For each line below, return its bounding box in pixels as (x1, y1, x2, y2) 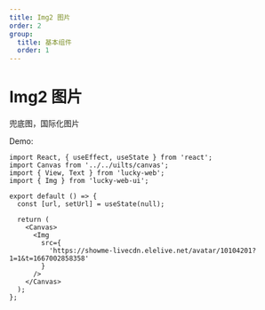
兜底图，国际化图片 (9, 118, 80, 129)
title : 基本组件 (17, 37, 73, 47)
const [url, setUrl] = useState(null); (17, 200, 165, 209)
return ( (17, 215, 50, 225)
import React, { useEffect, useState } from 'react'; (9, 153, 213, 163)
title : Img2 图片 (9, 12, 71, 22)
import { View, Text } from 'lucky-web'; (9, 169, 165, 178)
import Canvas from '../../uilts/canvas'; (9, 161, 169, 170)
